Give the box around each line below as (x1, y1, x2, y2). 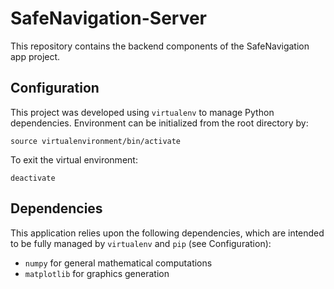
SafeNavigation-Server (10, 7, 208, 30)
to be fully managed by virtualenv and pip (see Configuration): (10, 237, 272, 249)
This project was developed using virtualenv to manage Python (10, 106, 275, 118)
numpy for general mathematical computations (24, 257, 213, 269)
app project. (10, 50, 61, 62)
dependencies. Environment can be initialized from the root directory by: (10, 117, 309, 129)
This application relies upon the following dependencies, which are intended (10, 227, 325, 239)
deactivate (10, 173, 56, 183)
